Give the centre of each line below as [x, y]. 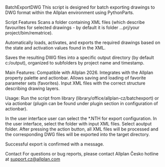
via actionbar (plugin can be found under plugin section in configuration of [82, 103]
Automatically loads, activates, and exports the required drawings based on [83, 42]
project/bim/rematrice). [29, 33]
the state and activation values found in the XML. [55, 48]
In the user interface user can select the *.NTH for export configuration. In [81, 118]
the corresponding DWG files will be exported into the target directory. [78, 134]
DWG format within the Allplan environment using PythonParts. [70, 12]
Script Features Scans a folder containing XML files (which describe [75, 22]
